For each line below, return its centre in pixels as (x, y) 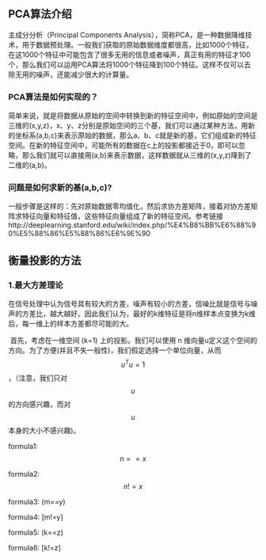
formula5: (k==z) (36, 532)
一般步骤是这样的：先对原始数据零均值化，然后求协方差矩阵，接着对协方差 (129, 206)
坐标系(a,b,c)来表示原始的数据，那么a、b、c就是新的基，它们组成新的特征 (136, 135)
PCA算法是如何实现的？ (53, 97)
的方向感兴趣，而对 (40, 404)
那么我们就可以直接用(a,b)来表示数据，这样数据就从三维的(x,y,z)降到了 (137, 155)
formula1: (23, 446)
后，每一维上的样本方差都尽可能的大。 (70, 324)
